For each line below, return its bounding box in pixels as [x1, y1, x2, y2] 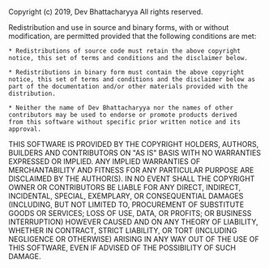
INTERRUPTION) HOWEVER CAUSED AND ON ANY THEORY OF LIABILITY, [8, 217, 258, 227]
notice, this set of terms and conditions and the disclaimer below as [8, 76, 255, 84]
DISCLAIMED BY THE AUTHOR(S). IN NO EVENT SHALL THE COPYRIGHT [8, 174, 255, 184]
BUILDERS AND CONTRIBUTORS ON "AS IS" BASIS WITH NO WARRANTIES [8, 148, 262, 158]
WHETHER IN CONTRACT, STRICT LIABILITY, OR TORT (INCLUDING [8, 226, 237, 235]
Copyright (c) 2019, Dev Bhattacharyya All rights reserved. [8, 7, 203, 16]
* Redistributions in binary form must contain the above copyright [8, 68, 245, 76]
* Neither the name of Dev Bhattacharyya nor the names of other [8, 104, 233, 112]
